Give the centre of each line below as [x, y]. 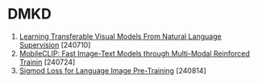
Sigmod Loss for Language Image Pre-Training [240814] [112, 70]
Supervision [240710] [55, 44]
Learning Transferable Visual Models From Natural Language [121, 36]
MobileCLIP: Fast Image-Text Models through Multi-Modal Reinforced [135, 53]
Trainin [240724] [47, 62]
